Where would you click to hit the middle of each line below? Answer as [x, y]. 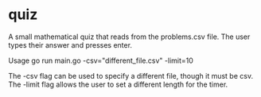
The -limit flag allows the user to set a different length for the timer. [118, 84]
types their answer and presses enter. [70, 45]
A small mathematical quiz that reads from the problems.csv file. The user [129, 37]
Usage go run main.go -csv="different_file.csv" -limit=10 [101, 60]
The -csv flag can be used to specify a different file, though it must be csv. [130, 76]
